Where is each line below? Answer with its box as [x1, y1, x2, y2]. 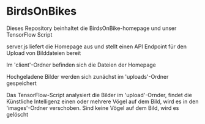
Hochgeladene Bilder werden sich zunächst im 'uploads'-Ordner [6, 73, 169, 80]
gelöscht [6, 111, 29, 118]
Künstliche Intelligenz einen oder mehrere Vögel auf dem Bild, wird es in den [6, 98, 199, 105]
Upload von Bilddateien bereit [6, 49, 81, 56]
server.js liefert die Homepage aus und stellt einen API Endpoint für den [6, 43, 187, 50]
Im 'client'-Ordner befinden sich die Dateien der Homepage [6, 61, 156, 68]
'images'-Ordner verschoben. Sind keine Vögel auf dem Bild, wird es [6, 104, 179, 111]
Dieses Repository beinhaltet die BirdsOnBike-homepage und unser [6, 24, 177, 32]
